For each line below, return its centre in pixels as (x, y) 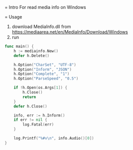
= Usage (13, 17)
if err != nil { (31, 120)
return (29, 97)
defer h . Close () (31, 106)
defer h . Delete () (32, 55)
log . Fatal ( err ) (38, 124)
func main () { (19, 46)
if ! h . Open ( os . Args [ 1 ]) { (41, 88)
